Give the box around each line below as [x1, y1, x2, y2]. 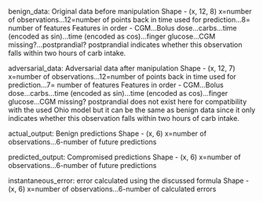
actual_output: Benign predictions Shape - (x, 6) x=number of [8, 129, 206, 138]
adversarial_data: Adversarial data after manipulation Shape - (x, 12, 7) [8, 64, 236, 73]
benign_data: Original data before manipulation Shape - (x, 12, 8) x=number [8, 7, 252, 16]
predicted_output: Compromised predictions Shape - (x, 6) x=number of [8, 152, 241, 162]
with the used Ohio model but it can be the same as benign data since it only [8, 105, 256, 115]
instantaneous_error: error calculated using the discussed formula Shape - [8, 176, 250, 185]
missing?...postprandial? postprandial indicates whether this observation [8, 40, 243, 49]
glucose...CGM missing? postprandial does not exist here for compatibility [8, 97, 247, 106]
